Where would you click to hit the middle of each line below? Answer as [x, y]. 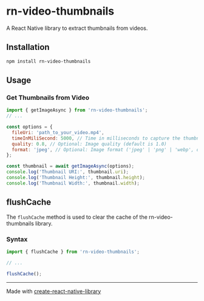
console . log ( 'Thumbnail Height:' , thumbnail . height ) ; [76, 178]
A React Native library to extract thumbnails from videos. [77, 28]
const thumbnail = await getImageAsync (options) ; [70, 166]
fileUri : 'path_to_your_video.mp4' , [58, 132]
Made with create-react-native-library [54, 291]
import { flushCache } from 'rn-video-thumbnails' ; [73, 252]
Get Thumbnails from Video [48, 97]
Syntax [17, 239]
